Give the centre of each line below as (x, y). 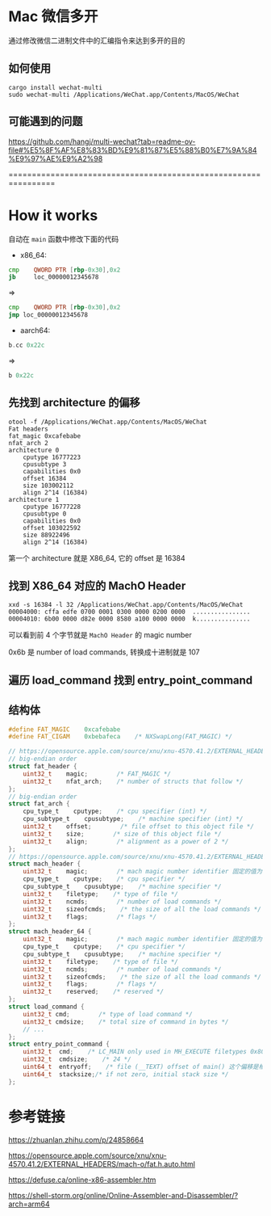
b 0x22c (21, 375)
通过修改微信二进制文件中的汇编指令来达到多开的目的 (97, 40)
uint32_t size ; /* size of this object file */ (122, 834)
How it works (53, 215)
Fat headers (28, 429)
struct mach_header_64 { (50, 932)
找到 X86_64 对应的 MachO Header (97, 585)
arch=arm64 (29, 1204)
